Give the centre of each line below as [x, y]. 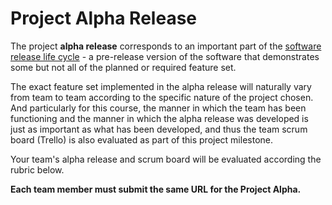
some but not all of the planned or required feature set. [123, 67]
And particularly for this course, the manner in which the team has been [158, 108]
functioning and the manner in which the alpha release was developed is [159, 118]
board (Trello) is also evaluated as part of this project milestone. [141, 139]
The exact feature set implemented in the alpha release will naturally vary [161, 86]
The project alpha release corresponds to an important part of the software [166, 46]
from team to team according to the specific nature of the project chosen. [162, 97]
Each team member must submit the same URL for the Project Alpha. [156, 189]
